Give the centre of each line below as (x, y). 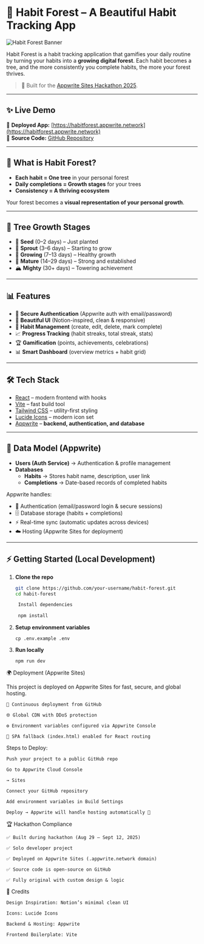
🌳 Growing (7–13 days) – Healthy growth (66, 255)
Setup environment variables (53, 628)
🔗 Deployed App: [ (30, 125)
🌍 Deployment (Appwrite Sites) (46, 673)
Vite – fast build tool (40, 404)
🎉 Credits (18, 892)
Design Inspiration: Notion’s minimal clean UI (68, 903)
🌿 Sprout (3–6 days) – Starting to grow (63, 248)
